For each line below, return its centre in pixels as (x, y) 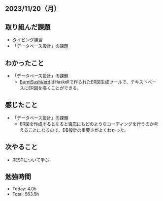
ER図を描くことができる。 (55, 88)
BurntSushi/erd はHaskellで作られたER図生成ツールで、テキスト (83, 82)
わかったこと (25, 63)
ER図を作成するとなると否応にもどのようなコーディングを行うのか (87, 124)
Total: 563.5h (26, 194)
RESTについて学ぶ (31, 160)
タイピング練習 (27, 40)
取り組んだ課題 (28, 27)
